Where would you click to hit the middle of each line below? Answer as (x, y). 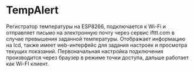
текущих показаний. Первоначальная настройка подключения (85, 51)
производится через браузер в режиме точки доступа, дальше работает (98, 57)
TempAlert (32, 10)
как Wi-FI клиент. (28, 64)
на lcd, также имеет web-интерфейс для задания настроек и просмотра (97, 45)
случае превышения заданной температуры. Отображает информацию (96, 39)
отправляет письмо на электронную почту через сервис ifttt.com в (90, 32)
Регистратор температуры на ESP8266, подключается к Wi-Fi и (86, 26)
